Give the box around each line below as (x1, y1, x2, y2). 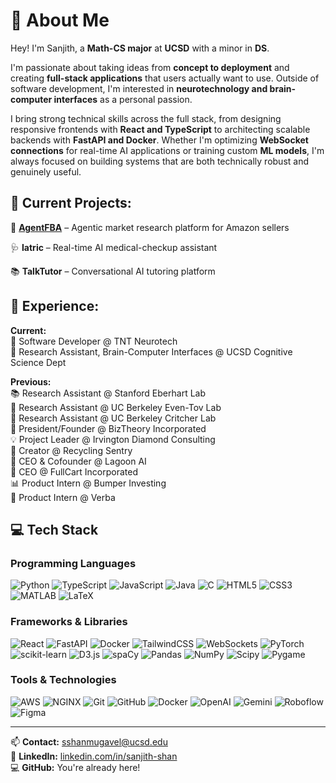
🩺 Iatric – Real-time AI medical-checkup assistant (10, 241, 218, 253)
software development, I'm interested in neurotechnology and (10, 82, 268, 94)
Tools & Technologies (10, 673, 117, 687)
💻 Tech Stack (10, 521, 99, 538)
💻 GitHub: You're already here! (10, 761, 141, 773)
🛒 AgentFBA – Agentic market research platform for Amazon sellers (10, 221, 290, 233)
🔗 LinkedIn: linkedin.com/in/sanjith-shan (10, 750, 178, 762)
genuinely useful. (10, 165, 82, 178)
